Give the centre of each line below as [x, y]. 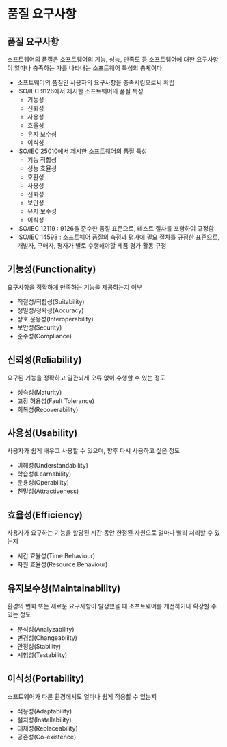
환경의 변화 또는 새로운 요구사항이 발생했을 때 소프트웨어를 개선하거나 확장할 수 [112, 606]
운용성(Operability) [43, 483]
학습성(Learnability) [44, 474]
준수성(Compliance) [44, 336]
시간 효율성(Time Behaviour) [56, 556]
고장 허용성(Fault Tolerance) [55, 401]
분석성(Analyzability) [45, 630]
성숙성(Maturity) [39, 392]
